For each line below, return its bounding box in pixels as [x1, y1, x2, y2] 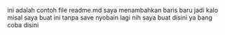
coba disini [7, 21, 39, 29]
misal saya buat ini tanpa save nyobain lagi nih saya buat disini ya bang [7, 13, 212, 22]
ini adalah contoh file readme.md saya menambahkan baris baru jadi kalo [7, 6, 219, 14]
